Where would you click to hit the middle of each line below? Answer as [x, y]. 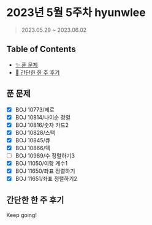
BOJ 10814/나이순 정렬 [43, 117]
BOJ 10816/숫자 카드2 [42, 125]
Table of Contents [41, 49]
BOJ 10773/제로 [35, 109]
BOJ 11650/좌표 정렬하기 [45, 171]
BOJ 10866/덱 [33, 148]
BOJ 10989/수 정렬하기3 [45, 155]
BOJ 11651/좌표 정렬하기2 [46, 179]
